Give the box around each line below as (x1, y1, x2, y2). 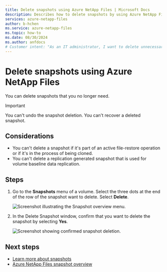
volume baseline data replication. (12, 161, 81, 167)
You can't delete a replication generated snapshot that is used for (12, 155, 147, 162)
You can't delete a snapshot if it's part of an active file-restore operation (12, 145, 161, 151)
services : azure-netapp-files (5, 16, 68, 21)
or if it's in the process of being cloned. (12, 150, 93, 156)
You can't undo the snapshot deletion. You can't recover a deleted (5, 112, 141, 118)
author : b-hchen (5, 21, 39, 26)
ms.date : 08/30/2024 (5, 35, 48, 40)
